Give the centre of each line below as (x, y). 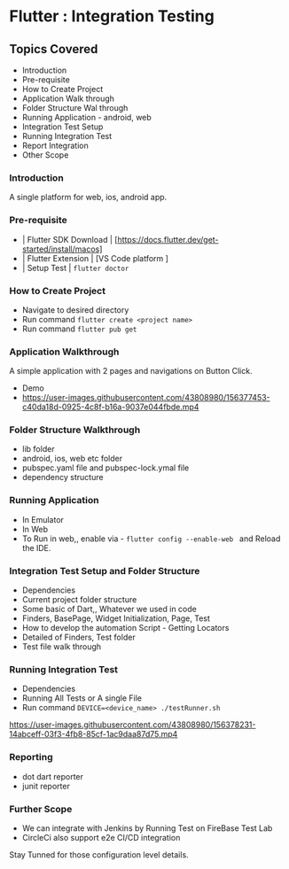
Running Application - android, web (87, 117)
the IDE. (36, 547)
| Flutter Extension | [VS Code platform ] (95, 258)
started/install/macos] (62, 249)
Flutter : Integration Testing (112, 16)
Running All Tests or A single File (82, 698)
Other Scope (45, 155)
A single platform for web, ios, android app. (88, 198)
